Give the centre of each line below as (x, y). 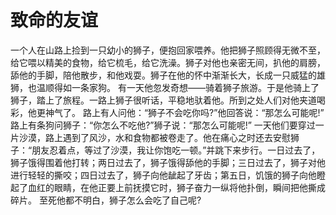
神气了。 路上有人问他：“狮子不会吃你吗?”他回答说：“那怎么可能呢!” (184, 112)
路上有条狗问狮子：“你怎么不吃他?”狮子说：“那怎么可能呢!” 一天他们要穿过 (163, 125)
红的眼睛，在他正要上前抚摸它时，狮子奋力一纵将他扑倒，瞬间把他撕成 (181, 187)
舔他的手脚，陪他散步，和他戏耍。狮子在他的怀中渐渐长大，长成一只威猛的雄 (168, 75)
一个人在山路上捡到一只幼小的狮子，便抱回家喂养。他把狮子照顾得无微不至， (168, 50)
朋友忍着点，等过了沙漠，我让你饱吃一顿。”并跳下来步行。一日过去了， (176, 150)
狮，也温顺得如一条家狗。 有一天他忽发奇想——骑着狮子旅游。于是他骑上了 (165, 87)
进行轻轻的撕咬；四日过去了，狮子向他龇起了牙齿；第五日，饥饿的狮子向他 (163, 175)
